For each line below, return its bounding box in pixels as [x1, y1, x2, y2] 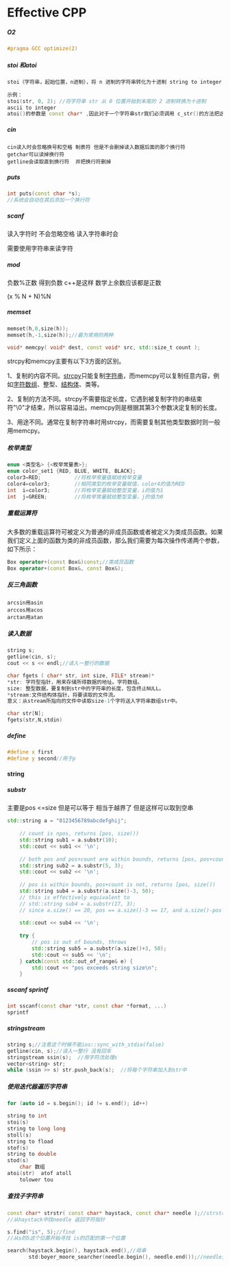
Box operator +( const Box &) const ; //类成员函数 [7, 558, 134, 566]
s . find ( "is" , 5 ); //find [7, 1229, 75, 1235]
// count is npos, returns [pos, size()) [19, 830, 139, 837]
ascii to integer [7, 104, 57, 111]
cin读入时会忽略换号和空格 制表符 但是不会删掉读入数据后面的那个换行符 [7, 144, 186, 151]
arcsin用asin [7, 599, 43, 607]
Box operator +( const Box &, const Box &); [7, 565, 125, 572]
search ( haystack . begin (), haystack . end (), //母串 [7, 1247, 146, 1254]
